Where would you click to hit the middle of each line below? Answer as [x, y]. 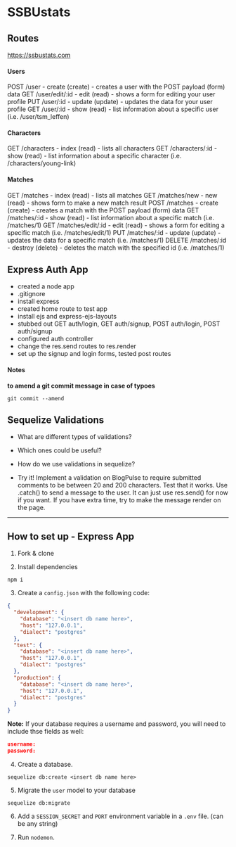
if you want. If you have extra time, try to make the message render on [119, 500]
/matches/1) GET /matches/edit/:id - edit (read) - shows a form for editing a [116, 225]
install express [38, 301]
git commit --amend [36, 398]
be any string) [38, 823]
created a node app [46, 286]
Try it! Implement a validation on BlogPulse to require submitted [109, 478]
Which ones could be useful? [59, 450]
